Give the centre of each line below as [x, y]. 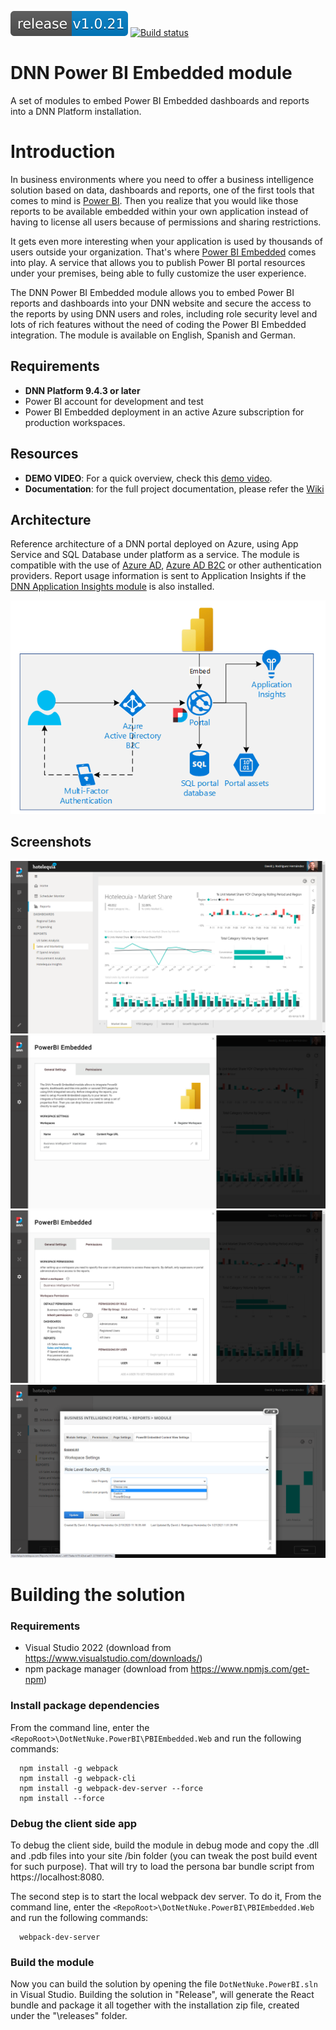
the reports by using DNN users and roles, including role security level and [164, 313]
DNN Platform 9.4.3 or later [82, 390]
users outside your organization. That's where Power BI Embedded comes [163, 252]
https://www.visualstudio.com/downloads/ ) [113, 1658]
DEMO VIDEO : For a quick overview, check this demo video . [148, 478]
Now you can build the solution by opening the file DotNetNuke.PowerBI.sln [164, 1984]
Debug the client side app [74, 1823]
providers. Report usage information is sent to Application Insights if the [158, 576]
